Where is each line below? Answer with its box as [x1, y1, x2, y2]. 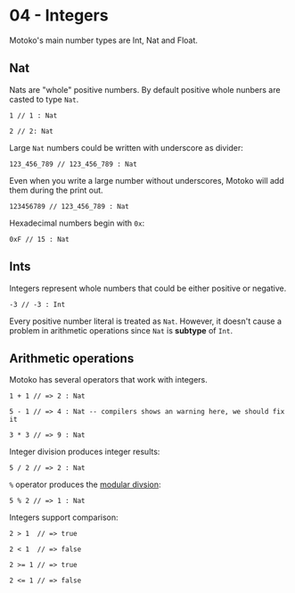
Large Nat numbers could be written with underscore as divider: [9, 142, 243, 152]
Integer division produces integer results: [9, 447, 160, 457]
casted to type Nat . [9, 94, 79, 104]
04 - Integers [9, 5, 109, 26]
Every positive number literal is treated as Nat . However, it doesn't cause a [9, 316, 283, 326]
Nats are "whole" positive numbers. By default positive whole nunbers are [9, 84, 281, 95]
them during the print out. [9, 185, 104, 195]
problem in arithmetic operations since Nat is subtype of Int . [9, 325, 234, 335]
